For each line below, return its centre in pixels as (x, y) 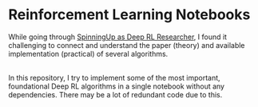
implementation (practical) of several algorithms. (88, 53)
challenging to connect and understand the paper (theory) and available (127, 45)
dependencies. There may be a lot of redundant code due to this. (115, 94)
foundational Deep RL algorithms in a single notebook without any (117, 86)
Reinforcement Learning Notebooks (129, 15)
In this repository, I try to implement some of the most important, (115, 77)
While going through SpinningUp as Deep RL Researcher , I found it (118, 37)
